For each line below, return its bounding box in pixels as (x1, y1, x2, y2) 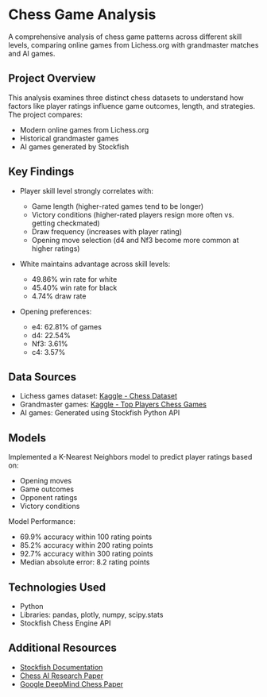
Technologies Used (8, 580, 106, 594)
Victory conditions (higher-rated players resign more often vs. (31, 210, 234, 219)
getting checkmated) (31, 218, 101, 228)
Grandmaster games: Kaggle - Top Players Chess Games (19, 399, 207, 410)
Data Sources (8, 370, 77, 383)
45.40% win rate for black (31, 283, 118, 292)
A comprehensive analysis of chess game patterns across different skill (8, 32, 242, 41)
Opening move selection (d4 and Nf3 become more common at (31, 235, 239, 245)
